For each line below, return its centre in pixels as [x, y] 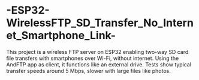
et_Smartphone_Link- [61, 36]
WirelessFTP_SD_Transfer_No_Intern [100, 23]
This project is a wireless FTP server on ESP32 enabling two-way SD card [97, 52]
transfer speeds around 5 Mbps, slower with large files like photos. [88, 71]
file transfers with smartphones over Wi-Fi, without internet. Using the [93, 58]
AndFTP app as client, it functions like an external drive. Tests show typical [99, 64]
